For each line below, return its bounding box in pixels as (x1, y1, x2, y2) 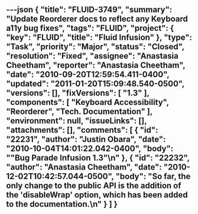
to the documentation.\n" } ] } (6, 199, 118, 209)
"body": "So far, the (115, 171, 191, 181)
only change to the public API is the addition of (6, 181, 181, 191)
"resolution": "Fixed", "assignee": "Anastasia (6, 51, 178, 61)
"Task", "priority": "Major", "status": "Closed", (6, 41, 184, 52)
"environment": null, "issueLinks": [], (6, 116, 147, 126)
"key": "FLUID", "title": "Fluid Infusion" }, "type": (6, 33, 192, 43)
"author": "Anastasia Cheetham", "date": (6, 162, 163, 173)
